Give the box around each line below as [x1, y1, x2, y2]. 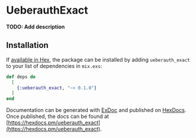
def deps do [6, 73, 36, 80]
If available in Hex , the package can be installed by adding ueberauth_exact [6, 56, 190, 63]
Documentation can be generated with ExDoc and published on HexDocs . [6, 107, 186, 114]
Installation [6, 40, 49, 50]
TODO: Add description [6, 23, 65, 30]
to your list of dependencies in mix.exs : [6, 62, 102, 69]
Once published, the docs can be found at [6, 113, 109, 120]
